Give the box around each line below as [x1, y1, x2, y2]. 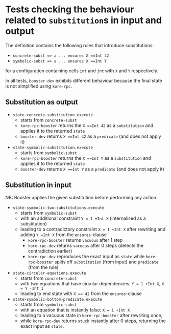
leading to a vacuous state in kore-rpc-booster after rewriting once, [20, 312, 163, 318]
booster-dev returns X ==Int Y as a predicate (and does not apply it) [20, 165, 164, 172]
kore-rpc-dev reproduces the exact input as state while [28, 253, 145, 259]
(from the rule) [28, 264, 59, 270]
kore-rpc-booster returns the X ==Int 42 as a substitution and [20, 122, 154, 129]
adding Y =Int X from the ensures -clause [20, 232, 107, 238]
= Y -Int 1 [20, 286, 44, 291]
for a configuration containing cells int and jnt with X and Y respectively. [5, 68, 159, 74]
